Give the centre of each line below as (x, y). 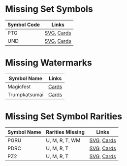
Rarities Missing (65, 132)
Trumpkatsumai (26, 94)
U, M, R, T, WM (63, 140)
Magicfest (19, 86)
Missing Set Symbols (49, 9)
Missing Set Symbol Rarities (63, 117)
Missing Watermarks (48, 63)
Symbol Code (24, 25)
